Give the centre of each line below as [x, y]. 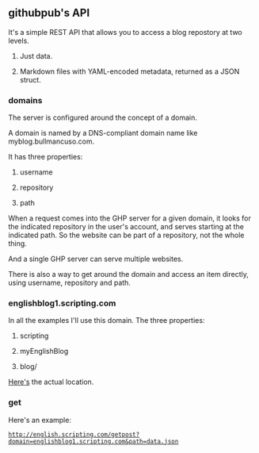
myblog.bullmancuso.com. [51, 141]
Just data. [36, 56]
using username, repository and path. [69, 283]
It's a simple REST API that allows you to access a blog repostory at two [126, 32]
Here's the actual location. [51, 382]
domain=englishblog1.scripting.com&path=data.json [93, 441]
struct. [30, 79]
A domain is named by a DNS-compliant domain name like [103, 133]
